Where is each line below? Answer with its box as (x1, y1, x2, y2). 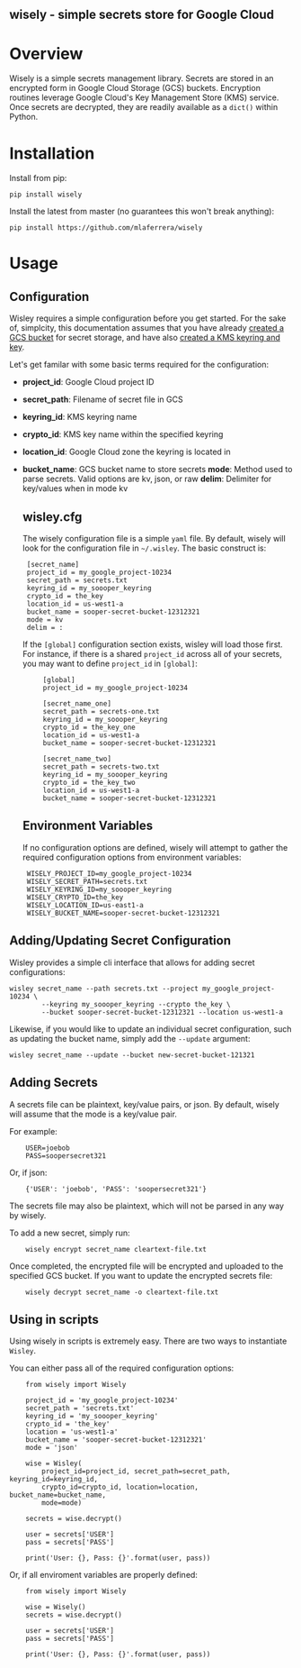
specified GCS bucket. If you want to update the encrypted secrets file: (9, 1270, 273, 1281)
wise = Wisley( (25, 1459, 83, 1468)
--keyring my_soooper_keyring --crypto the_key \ (41, 999, 231, 1008)
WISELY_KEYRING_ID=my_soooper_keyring (26, 885, 173, 894)
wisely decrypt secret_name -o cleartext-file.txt (25, 1288, 219, 1297)
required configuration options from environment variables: (22, 852, 242, 862)
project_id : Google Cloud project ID (22, 377, 155, 387)
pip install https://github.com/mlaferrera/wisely (9, 223, 203, 232)
